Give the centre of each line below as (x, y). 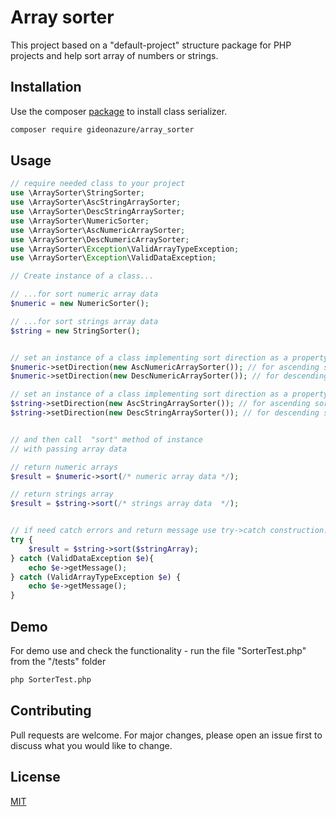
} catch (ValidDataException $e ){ (82, 558)
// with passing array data (69, 449)
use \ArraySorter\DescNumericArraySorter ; (100, 239)
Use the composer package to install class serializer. (119, 111)
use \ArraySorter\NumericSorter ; (80, 221)
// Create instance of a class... (82, 276)
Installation (46, 87)
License (35, 777)
